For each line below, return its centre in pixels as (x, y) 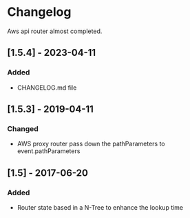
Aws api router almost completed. (55, 31)
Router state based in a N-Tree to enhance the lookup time (100, 207)
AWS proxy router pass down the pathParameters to (91, 144)
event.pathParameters (49, 151)
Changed (23, 128)
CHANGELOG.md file (47, 88)
